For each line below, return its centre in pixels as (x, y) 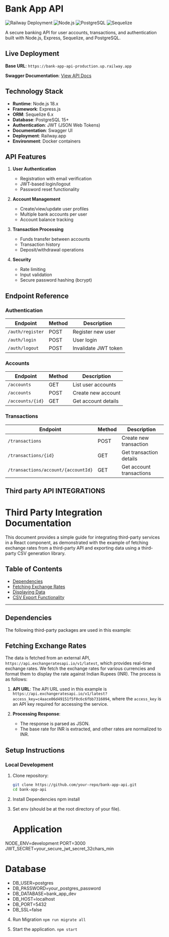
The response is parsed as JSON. (55, 724)
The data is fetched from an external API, (48, 658)
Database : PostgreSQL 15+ (41, 119)
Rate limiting (33, 270)
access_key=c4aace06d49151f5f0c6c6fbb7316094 (61, 699)
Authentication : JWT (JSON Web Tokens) (56, 125)
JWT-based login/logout (45, 184)
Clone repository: (30, 776)
